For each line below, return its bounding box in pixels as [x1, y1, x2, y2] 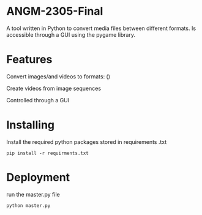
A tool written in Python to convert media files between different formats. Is [6, 25, 196, 32]
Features [6, 53, 53, 67]
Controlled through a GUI [6, 96, 70, 104]
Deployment [6, 170, 70, 184]
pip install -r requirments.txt [6, 150, 89, 156]
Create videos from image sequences [6, 85, 102, 92]
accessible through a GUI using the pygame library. [6, 31, 136, 38]
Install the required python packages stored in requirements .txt [6, 138, 167, 145]
